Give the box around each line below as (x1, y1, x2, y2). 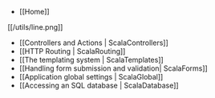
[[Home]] (18, 7, 50, 16)
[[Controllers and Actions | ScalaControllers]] (18, 38, 169, 47)
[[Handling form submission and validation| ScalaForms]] (18, 63, 208, 73)
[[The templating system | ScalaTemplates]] (18, 55, 164, 64)
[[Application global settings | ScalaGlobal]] (18, 72, 164, 81)
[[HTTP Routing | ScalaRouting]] (18, 47, 126, 55)
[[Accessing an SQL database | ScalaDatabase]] (18, 80, 179, 90)
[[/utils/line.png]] (7, 22, 63, 31)
